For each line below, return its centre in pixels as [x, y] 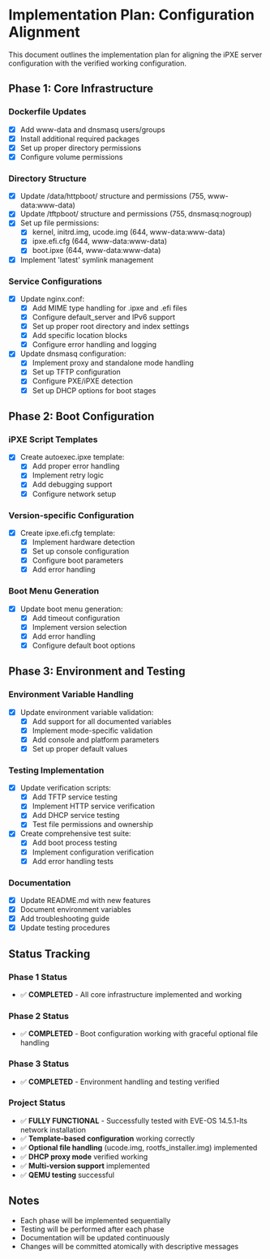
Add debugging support [72, 485]
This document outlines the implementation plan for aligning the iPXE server [135, 54]
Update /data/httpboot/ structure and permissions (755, [113, 196]
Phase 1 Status [38, 977]
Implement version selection [79, 627]
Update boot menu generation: [71, 609]
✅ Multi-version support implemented [85, 1166]
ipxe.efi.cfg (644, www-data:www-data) [100, 242]
